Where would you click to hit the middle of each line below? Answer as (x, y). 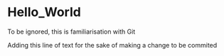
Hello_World (44, 12)
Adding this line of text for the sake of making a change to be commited (112, 45)
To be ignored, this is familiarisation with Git (71, 31)
